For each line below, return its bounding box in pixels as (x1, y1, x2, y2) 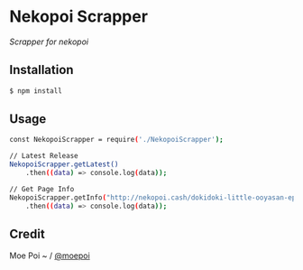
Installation (9, 62, 74, 78)
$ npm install (9, 86, 63, 96)
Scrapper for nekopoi (9, 36, 88, 47)
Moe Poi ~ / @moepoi (9, 250, 90, 261)
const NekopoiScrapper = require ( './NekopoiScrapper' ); (9, 135, 224, 144)
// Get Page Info (9, 184, 75, 193)
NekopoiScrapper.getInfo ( (9, 192, 106, 202)
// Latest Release (9, 152, 78, 161)
